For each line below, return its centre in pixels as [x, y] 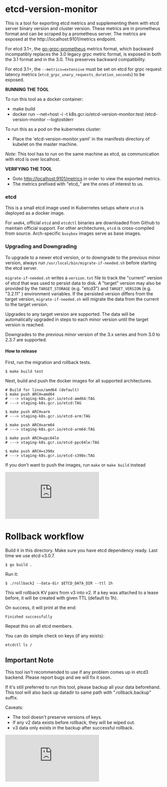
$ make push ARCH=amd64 [30, 394]
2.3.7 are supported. [26, 339]
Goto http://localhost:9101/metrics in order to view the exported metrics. [87, 178]
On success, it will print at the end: [41, 607]
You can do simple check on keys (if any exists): [55, 636]
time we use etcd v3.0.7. [30, 555]
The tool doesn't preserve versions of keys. [57, 717]
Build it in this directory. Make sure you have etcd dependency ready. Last [81, 550]
